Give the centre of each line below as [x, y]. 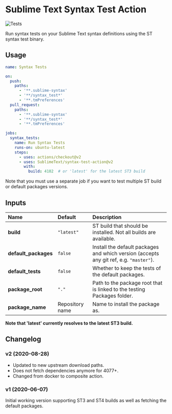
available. [104, 239]
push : [16, 81]
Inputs [16, 203]
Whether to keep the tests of [127, 268]
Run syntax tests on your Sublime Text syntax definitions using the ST [79, 33]
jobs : [11, 133]
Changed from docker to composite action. [58, 376]
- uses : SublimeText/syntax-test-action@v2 [66, 162]
